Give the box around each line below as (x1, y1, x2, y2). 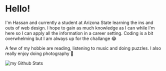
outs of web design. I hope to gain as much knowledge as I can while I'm (5, 24, 155, 30)
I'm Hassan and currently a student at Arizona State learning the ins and (5, 19, 153, 25)
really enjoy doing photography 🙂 (5, 50, 74, 56)
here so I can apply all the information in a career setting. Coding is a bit (5, 30, 153, 36)
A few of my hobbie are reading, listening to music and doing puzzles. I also (5, 45, 161, 51)
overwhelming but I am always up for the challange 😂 (5, 35, 116, 41)
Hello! (5, 3, 30, 14)
